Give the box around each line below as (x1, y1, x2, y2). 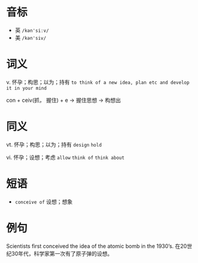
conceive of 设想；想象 (14, 198, 73, 205)
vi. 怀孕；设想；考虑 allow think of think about (6, 153, 125, 161)
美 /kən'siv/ (14, 34, 47, 41)
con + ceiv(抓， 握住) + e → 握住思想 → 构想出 (6, 96, 121, 104)
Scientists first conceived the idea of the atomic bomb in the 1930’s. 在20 (6, 242, 187, 250)
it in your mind (6, 85, 47, 91)
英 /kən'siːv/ (14, 26, 49, 34)
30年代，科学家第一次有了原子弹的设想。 (11, 250, 113, 257)
